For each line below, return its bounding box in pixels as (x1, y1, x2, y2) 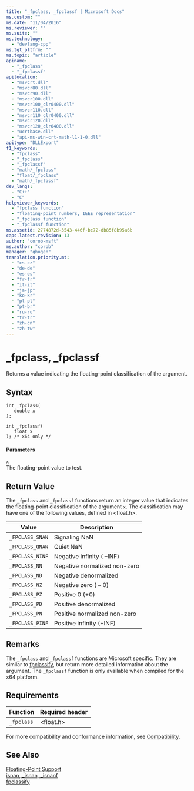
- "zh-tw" (11, 326, 35, 331)
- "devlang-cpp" (11, 42, 51, 48)
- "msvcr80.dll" (11, 85, 51, 91)
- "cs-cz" (11, 260, 35, 266)
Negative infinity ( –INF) (53, 552, 119, 561)
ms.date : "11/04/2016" (6, 19, 62, 25)
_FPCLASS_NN (9, 562, 43, 569)
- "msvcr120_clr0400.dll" (11, 123, 75, 129)
